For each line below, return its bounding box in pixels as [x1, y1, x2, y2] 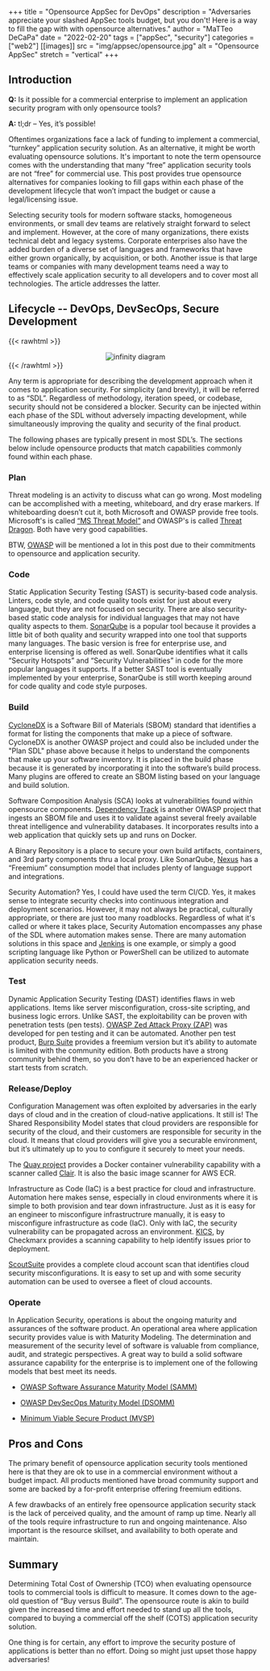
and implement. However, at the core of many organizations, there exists [8, 227, 250, 237]
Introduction [8, 73, 73, 87]
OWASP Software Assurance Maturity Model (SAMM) [19, 1382, 197, 1392]
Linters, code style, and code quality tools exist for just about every [8, 596, 232, 605]
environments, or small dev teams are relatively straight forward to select [8, 218, 251, 228]
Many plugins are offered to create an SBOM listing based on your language [8, 771, 260, 781]
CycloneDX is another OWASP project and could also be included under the [8, 737, 260, 747]
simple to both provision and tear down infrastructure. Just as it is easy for [8, 1201, 256, 1211]
